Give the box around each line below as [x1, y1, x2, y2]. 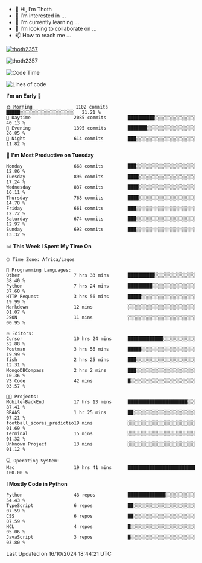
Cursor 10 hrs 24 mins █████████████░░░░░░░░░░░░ [6, 336, 196, 342]
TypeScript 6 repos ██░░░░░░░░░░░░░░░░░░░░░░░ [6, 503, 196, 509]
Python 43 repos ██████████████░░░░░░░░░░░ [6, 492, 196, 498]
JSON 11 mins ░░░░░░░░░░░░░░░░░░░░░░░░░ [6, 315, 196, 321]
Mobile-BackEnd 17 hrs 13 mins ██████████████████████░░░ [6, 399, 196, 405]
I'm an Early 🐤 [6, 92, 42, 99]
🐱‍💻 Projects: [6, 394, 39, 400]
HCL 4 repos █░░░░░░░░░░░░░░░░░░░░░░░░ [6, 524, 196, 530]
